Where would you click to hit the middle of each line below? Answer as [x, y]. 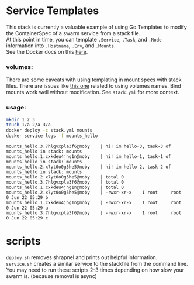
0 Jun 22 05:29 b [27, 198]
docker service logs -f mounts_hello [52, 136]
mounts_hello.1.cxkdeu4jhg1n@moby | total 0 [65, 188]
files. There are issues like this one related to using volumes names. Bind [93, 86]
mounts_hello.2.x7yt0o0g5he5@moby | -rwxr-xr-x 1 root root [94, 193]
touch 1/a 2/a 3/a [28, 125]
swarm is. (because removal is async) [52, 276]
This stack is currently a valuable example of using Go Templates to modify [96, 27]
